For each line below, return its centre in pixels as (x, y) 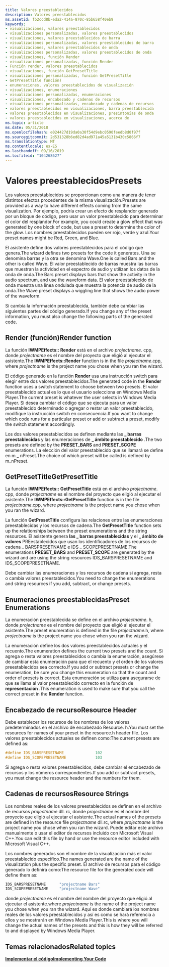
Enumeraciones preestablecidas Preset (67, 600)
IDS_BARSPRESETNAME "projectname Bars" (53, 884)
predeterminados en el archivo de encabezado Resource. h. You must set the (84, 727)
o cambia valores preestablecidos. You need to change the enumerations (80, 578)
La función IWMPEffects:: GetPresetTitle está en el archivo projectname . (81, 489)
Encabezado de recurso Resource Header (71, 710)
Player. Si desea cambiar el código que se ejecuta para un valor (71, 403)
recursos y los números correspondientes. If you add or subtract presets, (80, 772)
